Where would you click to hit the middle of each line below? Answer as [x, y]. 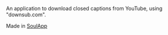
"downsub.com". [26, 15]
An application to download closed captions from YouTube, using [84, 8]
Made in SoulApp [27, 26]
